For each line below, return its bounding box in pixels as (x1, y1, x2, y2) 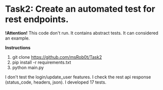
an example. (5, 35, 30, 41)
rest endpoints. (5, 14, 69, 25)
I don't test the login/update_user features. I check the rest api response (5, 74, 151, 80)
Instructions (5, 45, 31, 50)
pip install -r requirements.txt (12, 59, 71, 65)
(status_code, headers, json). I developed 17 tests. (5, 79, 107, 85)
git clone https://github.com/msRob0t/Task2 (12, 54, 102, 60)
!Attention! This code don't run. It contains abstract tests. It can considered (5, 30, 159, 36)
